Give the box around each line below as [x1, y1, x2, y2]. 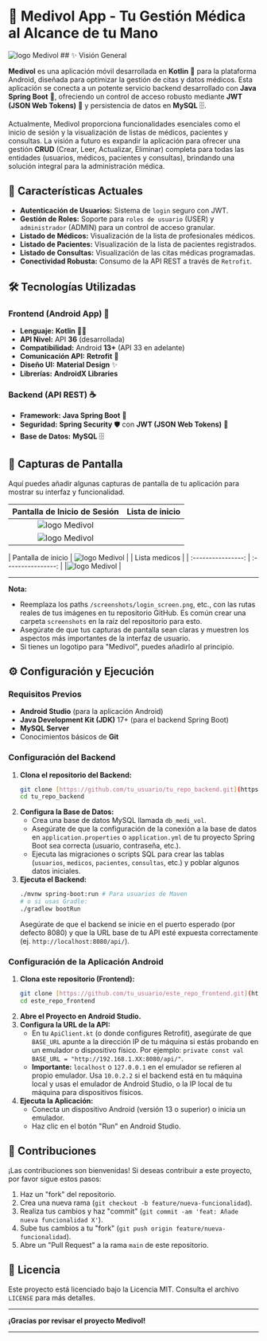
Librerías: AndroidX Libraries [19, 369, 118, 379]
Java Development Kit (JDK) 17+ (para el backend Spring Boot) [19, 715, 229, 725]
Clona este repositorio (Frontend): [19, 974, 135, 984]
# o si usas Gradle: [19, 898, 88, 906]
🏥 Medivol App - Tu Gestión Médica [8, 7, 246, 25]
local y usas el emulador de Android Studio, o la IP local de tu [31, 1078, 233, 1089]
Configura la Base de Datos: [19, 807, 114, 817]
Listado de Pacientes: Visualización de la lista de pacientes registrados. [19, 239, 257, 249]
